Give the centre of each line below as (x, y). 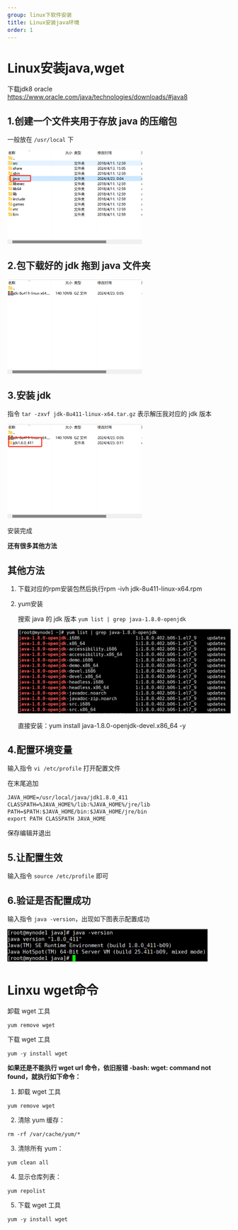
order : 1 (20, 30)
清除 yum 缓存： (41, 1120)
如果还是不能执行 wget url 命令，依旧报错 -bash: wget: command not (109, 1068)
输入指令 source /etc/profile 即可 (58, 876)
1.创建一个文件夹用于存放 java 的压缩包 (92, 121)
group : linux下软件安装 (40, 15)
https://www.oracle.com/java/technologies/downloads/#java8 (97, 97)
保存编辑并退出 (29, 833)
